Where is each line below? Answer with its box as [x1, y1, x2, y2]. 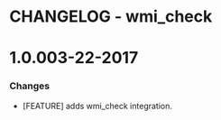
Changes [9, 79, 51, 92]
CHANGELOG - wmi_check [9, 6, 213, 27]
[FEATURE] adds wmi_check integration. [22, 100, 173, 111]
